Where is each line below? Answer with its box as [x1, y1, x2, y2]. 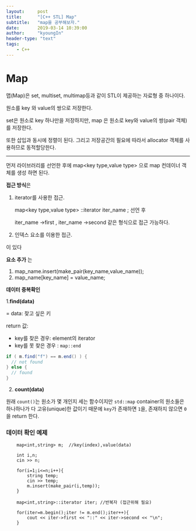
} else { [6, 364, 27, 370]
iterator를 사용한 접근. [14, 194, 65, 201]
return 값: [6, 322, 29, 329]
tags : [6, 42, 19, 47]
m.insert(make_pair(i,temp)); [27, 483, 100, 489]
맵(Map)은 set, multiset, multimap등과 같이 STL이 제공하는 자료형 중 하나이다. [6, 92, 185, 99]
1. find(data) [6, 298, 35, 305]
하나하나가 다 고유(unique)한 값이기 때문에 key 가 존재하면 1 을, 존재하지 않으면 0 [6, 405, 187, 412]
